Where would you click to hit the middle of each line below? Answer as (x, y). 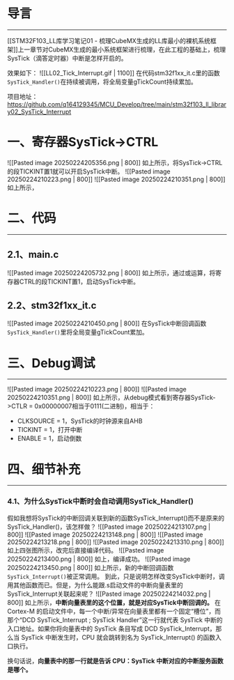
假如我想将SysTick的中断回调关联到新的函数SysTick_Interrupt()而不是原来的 (116, 518)
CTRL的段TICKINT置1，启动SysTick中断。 (79, 281)
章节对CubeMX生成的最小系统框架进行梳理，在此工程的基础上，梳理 (128, 49)
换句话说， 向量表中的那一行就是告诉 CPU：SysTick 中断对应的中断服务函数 (116, 660)
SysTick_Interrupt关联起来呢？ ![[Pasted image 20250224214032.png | (109, 594)
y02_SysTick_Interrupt (39, 111)
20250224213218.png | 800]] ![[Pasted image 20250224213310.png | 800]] (116, 542)
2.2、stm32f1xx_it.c (52, 306)
